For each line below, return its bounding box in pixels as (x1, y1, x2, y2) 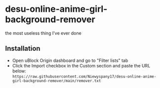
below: (12, 68, 26, 74)
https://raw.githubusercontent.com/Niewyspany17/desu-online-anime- (12, 74, 157, 79)
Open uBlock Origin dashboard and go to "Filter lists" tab (12, 58, 128, 63)
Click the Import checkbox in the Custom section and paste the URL (12, 62, 151, 68)
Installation (5, 44, 40, 53)
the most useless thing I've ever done (5, 30, 81, 36)
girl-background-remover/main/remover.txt (12, 78, 101, 83)
